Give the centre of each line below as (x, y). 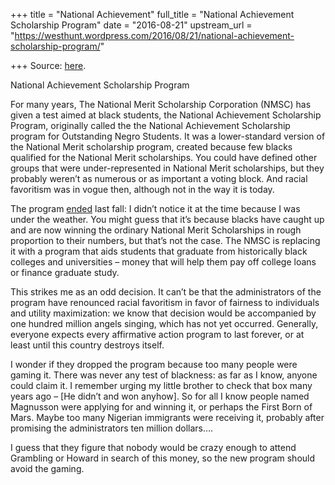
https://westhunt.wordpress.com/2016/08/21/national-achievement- (154, 35)
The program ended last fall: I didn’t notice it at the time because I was (155, 208)
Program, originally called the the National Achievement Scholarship (150, 125)
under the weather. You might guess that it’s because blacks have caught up (167, 219)
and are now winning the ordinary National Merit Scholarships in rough (156, 230)
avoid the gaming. (47, 468)
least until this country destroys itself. (87, 345)
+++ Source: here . (48, 65)
